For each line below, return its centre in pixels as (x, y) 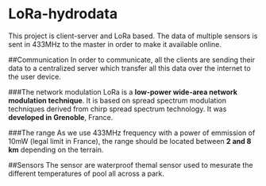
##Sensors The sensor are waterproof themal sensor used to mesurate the (131, 165)
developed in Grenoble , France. (61, 117)
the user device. (35, 76)
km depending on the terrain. (56, 149)
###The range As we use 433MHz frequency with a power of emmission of (132, 133)
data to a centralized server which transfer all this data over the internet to (130, 68)
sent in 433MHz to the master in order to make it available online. (115, 44)
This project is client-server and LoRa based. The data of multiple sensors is (133, 36)
